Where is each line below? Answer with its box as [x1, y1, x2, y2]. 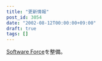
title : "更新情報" [6, 8, 50, 15]
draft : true [6, 25, 36, 32]
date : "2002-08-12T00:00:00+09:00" [6, 20, 97, 26]
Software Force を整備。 [6, 48, 66, 56]
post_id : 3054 [6, 14, 42, 20]
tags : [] [6, 31, 29, 37]
